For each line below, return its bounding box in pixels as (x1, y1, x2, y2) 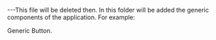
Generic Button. (7, 27, 52, 34)
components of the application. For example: (7, 13, 135, 21)
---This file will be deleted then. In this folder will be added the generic (7, 6, 210, 14)
